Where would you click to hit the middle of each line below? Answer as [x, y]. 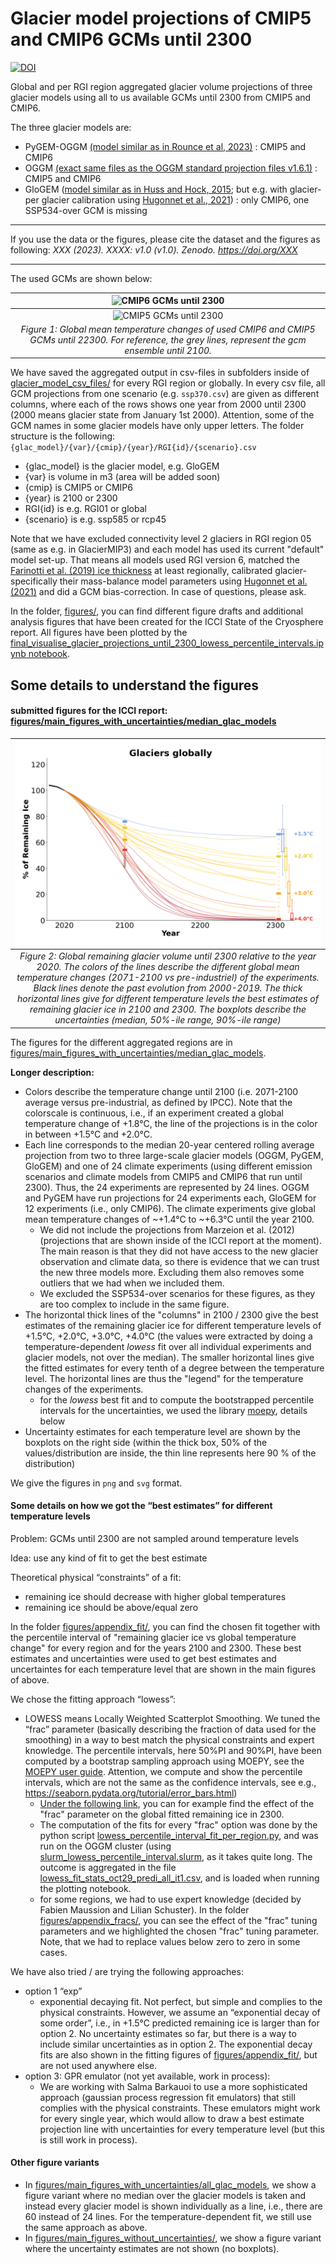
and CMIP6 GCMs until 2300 [131, 39]
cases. [53, 1952]
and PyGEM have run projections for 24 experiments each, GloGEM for [170, 1198]
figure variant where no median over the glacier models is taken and [165, 2196]
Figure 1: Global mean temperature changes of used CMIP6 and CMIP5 [168, 329]
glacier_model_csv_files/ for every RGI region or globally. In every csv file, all [168, 383]
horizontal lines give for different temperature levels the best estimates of [168, 999]
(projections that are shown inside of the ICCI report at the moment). [181, 1240]
